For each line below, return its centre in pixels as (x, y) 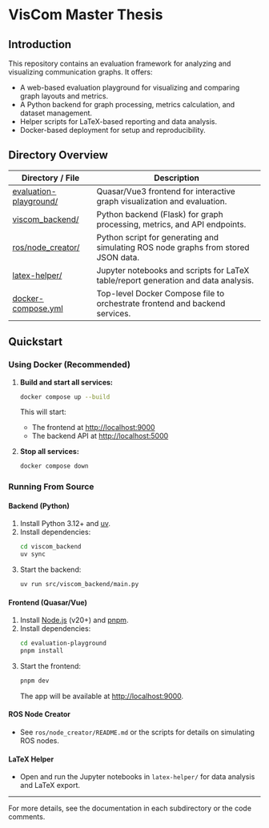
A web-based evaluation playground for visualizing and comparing (130, 87)
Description (177, 178)
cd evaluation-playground (63, 643)
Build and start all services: (66, 382)
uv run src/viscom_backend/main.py (79, 585)
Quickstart (36, 342)
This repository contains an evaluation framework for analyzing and (120, 63)
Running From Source (51, 487)
